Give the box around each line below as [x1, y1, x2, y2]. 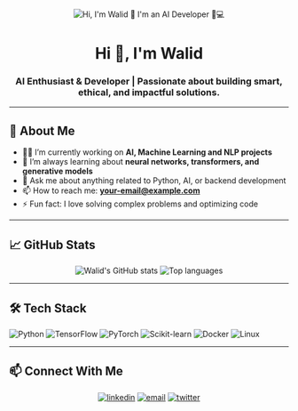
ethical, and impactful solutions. [78, 86, 220, 99]
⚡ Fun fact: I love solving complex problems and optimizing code [21, 198, 259, 209]
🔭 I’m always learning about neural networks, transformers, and [21, 157, 260, 167]
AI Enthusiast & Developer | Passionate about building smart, [15, 76, 283, 88]
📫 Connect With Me [9, 364, 124, 379]
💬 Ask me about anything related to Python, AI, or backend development [21, 175, 286, 186]
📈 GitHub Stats [9, 237, 96, 253]
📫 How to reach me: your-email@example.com [21, 185, 200, 196]
